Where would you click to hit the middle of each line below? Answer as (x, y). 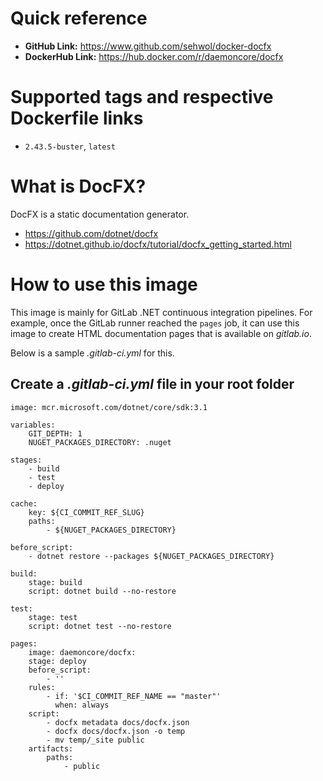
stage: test (53, 617)
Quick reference (79, 18)
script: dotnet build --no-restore (102, 591)
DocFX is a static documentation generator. (100, 214)
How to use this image (104, 284)
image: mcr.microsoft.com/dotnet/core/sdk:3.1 (109, 407)
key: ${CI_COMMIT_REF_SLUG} (86, 512)
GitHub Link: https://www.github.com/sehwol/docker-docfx (148, 46)
